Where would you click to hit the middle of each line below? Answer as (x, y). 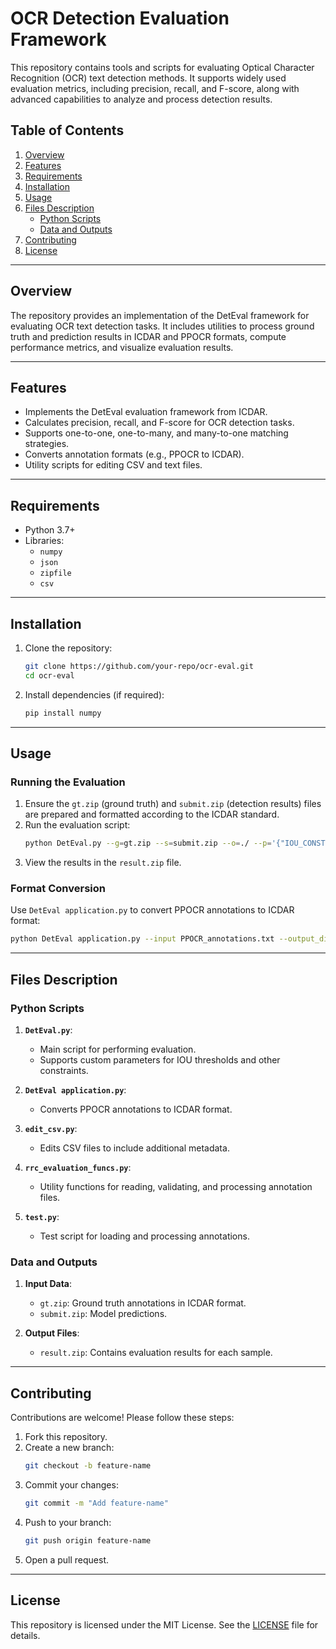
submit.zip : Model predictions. (103, 1314)
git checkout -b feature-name (88, 1466)
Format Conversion (58, 889)
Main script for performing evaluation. (118, 1049)
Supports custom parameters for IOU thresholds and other (160, 1060)
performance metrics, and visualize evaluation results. (122, 347)
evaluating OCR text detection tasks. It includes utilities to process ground (162, 326)
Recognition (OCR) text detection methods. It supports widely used (148, 78)
